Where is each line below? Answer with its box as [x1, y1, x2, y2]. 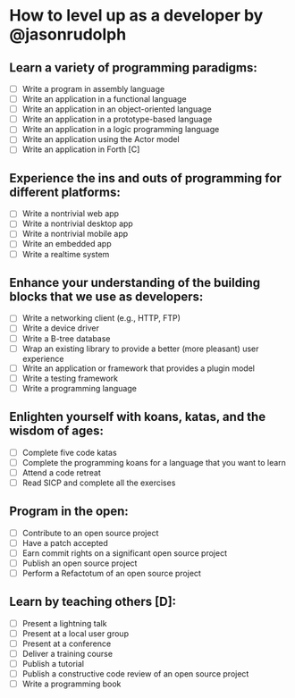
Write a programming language [21, 383, 137, 393]
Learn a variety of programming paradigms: [9, 60, 257, 75]
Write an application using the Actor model [21, 134, 181, 145]
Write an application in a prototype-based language [21, 114, 213, 125]
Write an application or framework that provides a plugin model [21, 363, 255, 374]
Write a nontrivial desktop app [21, 218, 134, 229]
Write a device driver [21, 323, 100, 333]
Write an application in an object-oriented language [21, 104, 212, 114]
